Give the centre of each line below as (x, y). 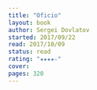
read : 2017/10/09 (37, 45)
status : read (30, 52)
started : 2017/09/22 (42, 37)
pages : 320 (26, 74)
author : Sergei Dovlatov (49, 30)
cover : (19, 67)
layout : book (30, 23)
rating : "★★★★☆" (35, 59)
